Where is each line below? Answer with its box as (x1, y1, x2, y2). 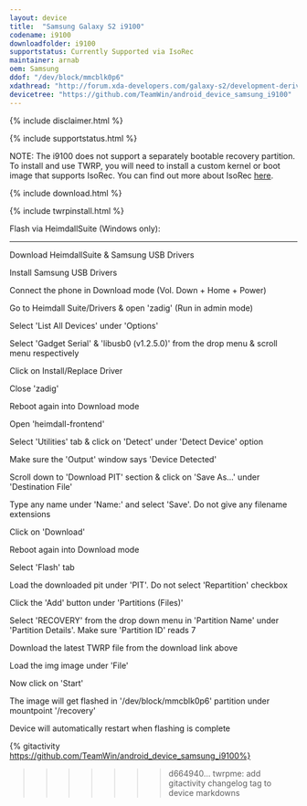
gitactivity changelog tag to (168, 778, 272, 789)
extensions (9, 508, 51, 519)
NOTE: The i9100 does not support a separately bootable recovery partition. (9, 150, 295, 161)
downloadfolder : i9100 (9, 38, 96, 48)
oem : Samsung (9, 65, 59, 74)
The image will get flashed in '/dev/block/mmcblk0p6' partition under (9, 695, 270, 706)
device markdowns (168, 787, 240, 798)
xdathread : (9, 81, 51, 90)
